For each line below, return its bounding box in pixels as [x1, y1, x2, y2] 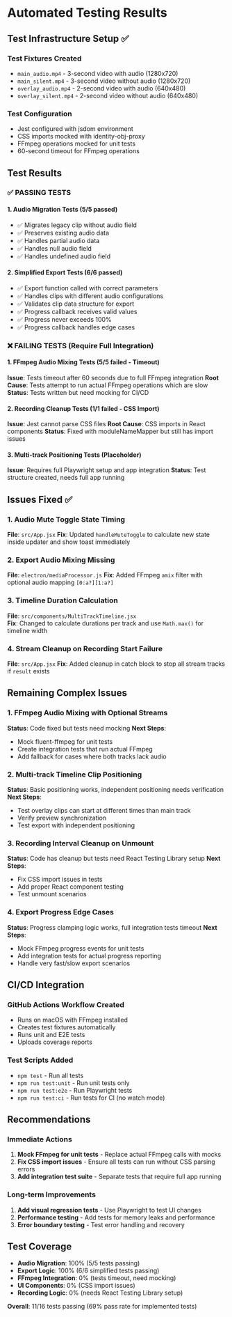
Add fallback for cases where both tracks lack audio [17, 752, 167, 761]
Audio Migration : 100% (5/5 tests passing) [17, 1259, 140, 1268]
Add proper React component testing [17, 882, 124, 891]
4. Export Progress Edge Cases [7, 907, 115, 917]
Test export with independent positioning [17, 820, 135, 829]
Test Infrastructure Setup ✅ [7, 33, 129, 45]
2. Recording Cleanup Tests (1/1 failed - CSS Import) [7, 404, 160, 412]
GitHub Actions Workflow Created [7, 999, 125, 1009]
